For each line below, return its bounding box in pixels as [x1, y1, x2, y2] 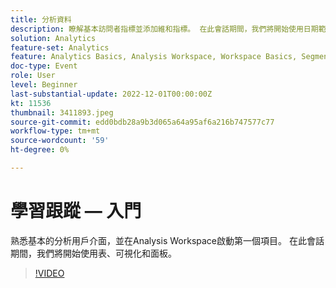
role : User [10, 71, 56, 81]
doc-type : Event [10, 61, 78, 71]
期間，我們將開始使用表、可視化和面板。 [10, 247, 177, 259]
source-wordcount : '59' [10, 136, 110, 146]
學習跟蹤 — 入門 [10, 200, 142, 223]
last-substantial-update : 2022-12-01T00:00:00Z [10, 89, 213, 99]
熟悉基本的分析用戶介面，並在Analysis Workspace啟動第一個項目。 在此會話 [10, 234, 325, 246]
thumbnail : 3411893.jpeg [10, 107, 114, 118]
